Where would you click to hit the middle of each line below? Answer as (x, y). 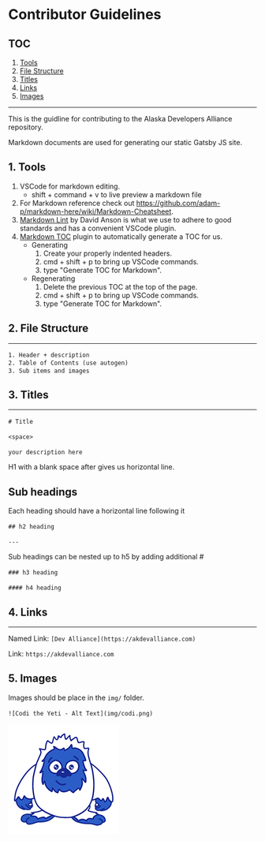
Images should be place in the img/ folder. (76, 697)
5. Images (33, 679)
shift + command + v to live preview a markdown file (117, 194)
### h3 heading (33, 573)
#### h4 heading (35, 588)
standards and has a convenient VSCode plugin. (98, 228)
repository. (26, 127)
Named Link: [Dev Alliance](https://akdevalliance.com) (102, 639)
